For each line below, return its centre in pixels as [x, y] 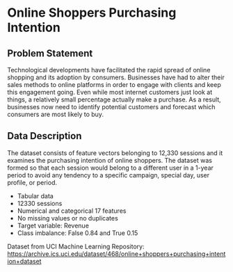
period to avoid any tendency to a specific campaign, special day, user [109, 175]
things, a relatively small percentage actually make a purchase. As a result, [114, 99]
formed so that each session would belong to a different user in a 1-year [111, 168]
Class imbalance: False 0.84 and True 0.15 [78, 233]
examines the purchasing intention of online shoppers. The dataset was [110, 160]
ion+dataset [24, 261]
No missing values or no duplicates [67, 218]
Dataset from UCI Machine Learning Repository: [76, 246]
